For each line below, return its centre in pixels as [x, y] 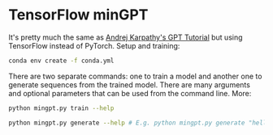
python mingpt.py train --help [61, 108]
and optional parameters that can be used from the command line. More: [130, 93]
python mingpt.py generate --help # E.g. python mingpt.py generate [127, 123]
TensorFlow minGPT [78, 15]
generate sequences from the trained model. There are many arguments [129, 84]
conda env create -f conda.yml [61, 61]
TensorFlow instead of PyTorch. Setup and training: [94, 45]
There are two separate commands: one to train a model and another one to [135, 76]
